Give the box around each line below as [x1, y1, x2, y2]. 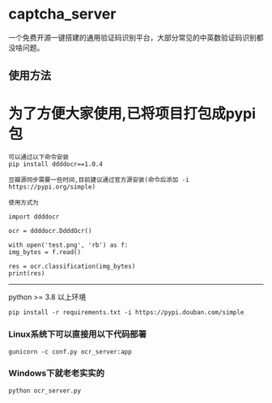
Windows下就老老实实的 [8, 367, 105, 379]
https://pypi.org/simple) [8, 183, 96, 191]
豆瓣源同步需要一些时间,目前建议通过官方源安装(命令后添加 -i [8, 176, 189, 185]
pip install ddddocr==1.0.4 [8, 160, 104, 168]
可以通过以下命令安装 [8, 153, 69, 162]
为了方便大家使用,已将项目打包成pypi [8, 104, 257, 122]
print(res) [8, 269, 45, 278]
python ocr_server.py [8, 386, 82, 395]
